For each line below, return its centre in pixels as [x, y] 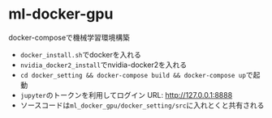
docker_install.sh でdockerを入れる [81, 54]
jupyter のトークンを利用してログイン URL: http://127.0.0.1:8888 [126, 95]
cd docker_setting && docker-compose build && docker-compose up [133, 75]
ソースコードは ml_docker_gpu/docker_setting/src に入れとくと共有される [142, 105]
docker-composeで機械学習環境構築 [69, 37]
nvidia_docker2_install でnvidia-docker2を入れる [104, 65]
